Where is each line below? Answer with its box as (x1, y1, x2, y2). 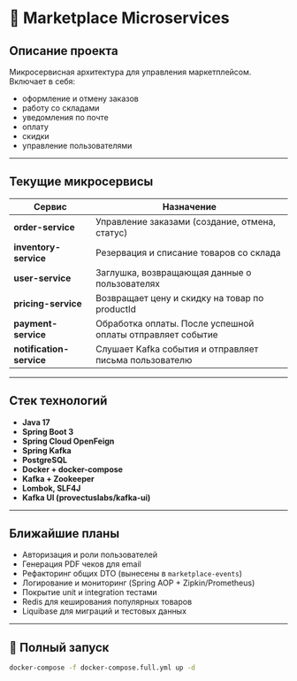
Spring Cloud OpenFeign (21, 436, 115, 446)
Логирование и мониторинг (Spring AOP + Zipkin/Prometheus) (21, 577, 255, 588)
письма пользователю (95, 353, 193, 366)
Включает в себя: (9, 76, 76, 87)
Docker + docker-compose (21, 464, 124, 475)
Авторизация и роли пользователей (21, 549, 157, 561)
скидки (21, 131, 50, 141)
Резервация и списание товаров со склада (95, 246, 281, 259)
